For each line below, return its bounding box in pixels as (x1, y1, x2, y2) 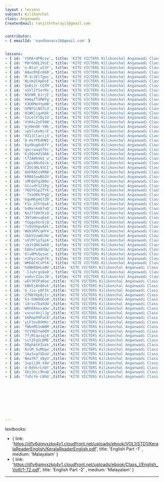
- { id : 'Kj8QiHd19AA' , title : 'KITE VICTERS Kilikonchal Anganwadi (5, 152, 147, 156)
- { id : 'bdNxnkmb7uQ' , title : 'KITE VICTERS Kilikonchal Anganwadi (5, 206, 147, 211)
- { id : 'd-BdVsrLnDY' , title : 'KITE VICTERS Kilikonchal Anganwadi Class (5, 365, 159, 370)
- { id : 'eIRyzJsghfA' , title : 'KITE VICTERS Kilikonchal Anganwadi (5, 256, 147, 261)
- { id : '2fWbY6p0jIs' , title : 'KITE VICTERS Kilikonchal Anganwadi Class (5, 292, 159, 297)
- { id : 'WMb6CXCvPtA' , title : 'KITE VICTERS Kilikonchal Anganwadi (5, 261, 147, 265)
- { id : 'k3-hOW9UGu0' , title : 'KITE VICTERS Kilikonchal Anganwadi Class (5, 297, 159, 302)
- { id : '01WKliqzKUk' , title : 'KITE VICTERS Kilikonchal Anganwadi (5, 110, 147, 115)
